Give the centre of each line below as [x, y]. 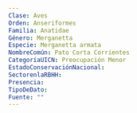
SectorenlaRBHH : [35, 75]
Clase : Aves [28, 16]
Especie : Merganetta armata [55, 45]
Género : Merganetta [41, 38]
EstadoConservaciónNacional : [57, 68]
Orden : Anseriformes [43, 23]
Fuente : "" [26, 97]
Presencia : [26, 82]
